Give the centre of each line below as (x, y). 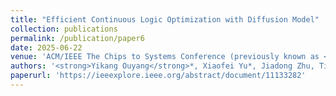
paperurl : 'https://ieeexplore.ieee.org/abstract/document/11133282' (158, 76)
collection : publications (64, 29)
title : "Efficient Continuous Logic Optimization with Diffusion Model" (165, 19)
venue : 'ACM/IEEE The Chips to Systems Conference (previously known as (165, 57)
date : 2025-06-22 (46, 47)
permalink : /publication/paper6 (77, 38)
